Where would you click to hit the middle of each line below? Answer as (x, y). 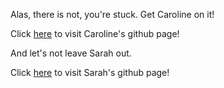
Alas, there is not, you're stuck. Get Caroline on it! (112, 14)
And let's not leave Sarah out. (71, 53)
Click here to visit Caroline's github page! (95, 33)
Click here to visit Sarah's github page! (90, 72)
